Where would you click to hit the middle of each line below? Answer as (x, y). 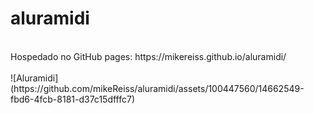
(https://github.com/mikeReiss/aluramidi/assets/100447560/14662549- (157, 88)
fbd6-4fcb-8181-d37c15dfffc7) (73, 99)
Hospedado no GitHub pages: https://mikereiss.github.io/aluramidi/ (148, 56)
